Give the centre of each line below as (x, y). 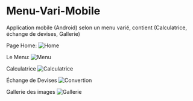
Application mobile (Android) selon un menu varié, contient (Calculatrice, (97, 27)
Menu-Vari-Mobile (53, 11)
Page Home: (22, 45)
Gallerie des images (31, 91)
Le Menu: (18, 57)
